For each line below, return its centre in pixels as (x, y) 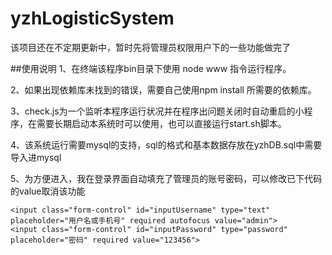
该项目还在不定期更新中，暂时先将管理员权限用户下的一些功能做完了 (150, 47)
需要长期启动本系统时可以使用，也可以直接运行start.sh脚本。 (161, 123)
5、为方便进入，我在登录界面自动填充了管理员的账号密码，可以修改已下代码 (166, 178)
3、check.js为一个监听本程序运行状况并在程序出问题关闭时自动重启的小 (157, 111)
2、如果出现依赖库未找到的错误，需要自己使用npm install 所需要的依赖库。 (163, 89)
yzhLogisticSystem (92, 18)
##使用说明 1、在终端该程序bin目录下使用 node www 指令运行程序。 (151, 68)
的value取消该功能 (48, 191)
